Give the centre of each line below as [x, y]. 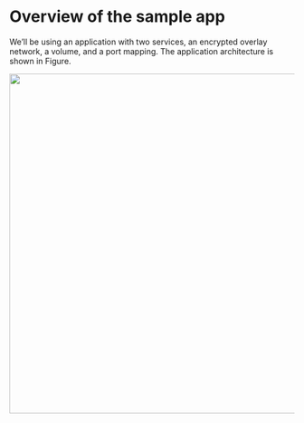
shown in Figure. [40, 61]
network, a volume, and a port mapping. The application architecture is [142, 51]
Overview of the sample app [118, 17]
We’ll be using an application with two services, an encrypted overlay [138, 42]
